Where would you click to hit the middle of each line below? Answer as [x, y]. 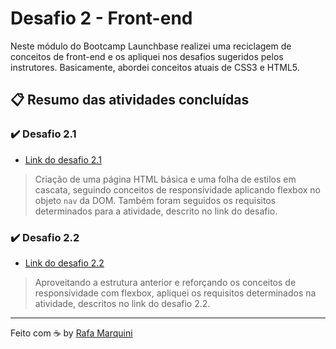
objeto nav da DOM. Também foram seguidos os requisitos [155, 200]
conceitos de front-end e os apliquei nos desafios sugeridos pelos [147, 56]
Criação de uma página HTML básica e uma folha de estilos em [165, 179]
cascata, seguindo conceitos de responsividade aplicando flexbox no [178, 189]
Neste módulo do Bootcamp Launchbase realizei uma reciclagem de [151, 46]
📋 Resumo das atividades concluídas [130, 100]
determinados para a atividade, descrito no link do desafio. [156, 211]
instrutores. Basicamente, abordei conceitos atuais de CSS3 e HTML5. [155, 67]
